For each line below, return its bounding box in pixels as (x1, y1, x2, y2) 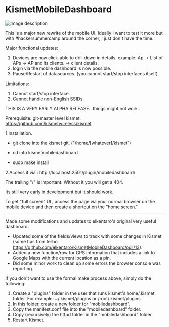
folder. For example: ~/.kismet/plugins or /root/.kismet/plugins (12, 295, 141, 301)
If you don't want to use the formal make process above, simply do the (5, 275, 152, 281)
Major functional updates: (5, 45, 59, 51)
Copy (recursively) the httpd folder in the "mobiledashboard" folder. (12, 311, 153, 317)
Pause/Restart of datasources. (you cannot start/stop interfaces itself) (12, 70, 158, 76)
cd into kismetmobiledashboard (12, 149, 78, 155)
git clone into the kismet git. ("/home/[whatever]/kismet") (12, 140, 131, 146)
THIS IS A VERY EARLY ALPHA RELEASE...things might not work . (5, 105, 141, 111)
